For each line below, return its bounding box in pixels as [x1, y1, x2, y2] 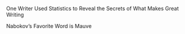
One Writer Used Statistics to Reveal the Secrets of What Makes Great [6, 5, 179, 12]
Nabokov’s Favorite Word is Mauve [6, 23, 92, 29]
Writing [6, 11, 24, 18]
